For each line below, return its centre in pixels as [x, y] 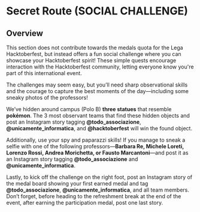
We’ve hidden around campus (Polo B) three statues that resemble [89, 109]
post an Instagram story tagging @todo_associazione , [74, 122]
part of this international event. [44, 73]
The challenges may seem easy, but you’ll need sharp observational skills [97, 85]
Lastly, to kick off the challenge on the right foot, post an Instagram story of [99, 177]
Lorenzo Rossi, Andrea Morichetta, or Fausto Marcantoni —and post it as [97, 153]
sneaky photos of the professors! [47, 98]
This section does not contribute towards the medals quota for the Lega [95, 47]
